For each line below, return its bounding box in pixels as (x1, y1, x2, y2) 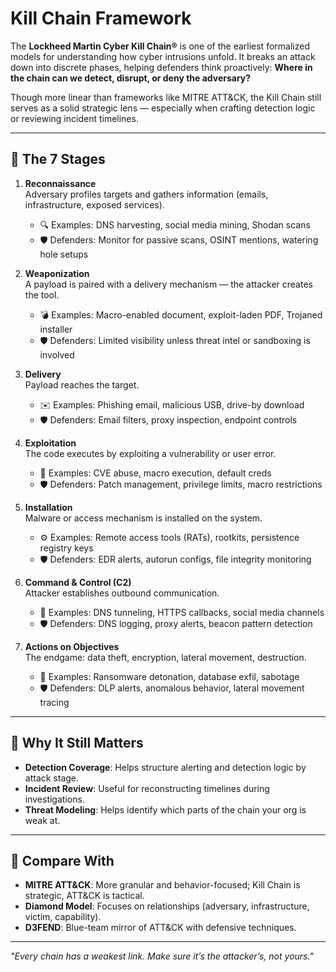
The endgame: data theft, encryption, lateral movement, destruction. (24, 651, 307, 663)
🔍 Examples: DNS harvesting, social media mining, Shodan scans (39, 218, 311, 231)
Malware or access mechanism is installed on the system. (24, 512, 263, 524)
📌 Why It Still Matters (10, 735, 144, 752)
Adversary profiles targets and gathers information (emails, (24, 188, 269, 200)
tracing (39, 696, 70, 708)
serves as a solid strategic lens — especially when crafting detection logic (10, 102, 316, 114)
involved (39, 348, 75, 361)
